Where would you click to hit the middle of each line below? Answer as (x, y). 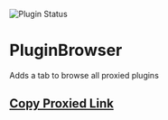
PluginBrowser (66, 51)
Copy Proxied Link (62, 104)
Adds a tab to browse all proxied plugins (84, 75)
